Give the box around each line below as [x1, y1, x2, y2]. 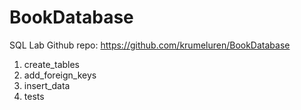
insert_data [23, 79, 71, 91]
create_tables [23, 58, 81, 70]
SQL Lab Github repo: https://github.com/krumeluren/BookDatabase [9, 39, 291, 51]
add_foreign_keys [23, 69, 97, 81]
